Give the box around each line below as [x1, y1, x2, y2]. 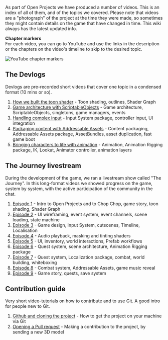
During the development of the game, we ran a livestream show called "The [5, 175, 161, 181]
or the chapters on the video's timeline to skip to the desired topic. [5, 46, 142, 52]
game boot [12, 136, 35, 142]
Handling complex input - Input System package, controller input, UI [12, 115, 153, 121]
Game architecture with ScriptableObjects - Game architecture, [12, 104, 143, 110]
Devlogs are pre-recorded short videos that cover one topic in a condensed [5, 83, 161, 90]
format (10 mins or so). [5, 89, 52, 95]
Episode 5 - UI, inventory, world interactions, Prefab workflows [12, 238, 142, 244]
